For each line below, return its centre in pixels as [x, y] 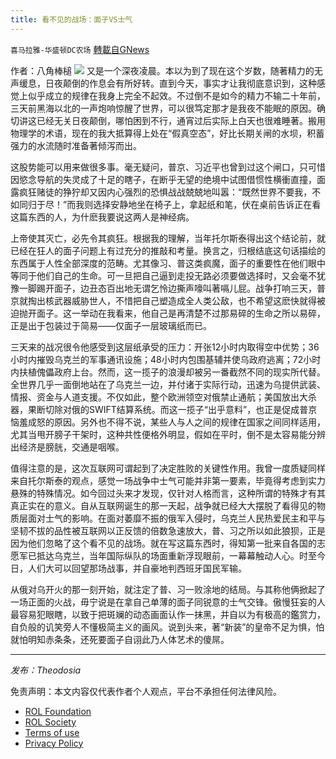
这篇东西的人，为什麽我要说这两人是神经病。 [102, 217]
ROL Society [50, 722]
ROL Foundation [58, 711]
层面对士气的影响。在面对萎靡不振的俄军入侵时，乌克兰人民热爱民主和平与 [172, 518]
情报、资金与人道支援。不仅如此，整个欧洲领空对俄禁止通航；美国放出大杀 [163, 397]
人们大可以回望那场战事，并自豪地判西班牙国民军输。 [137, 568]
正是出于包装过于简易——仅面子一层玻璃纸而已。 [111, 325]
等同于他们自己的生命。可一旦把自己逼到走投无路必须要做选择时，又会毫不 [163, 275]
